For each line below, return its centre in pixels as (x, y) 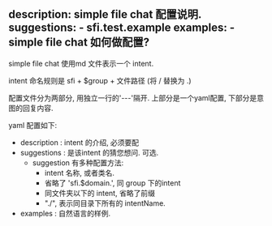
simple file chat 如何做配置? (79, 43)
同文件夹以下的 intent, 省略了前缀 (100, 193)
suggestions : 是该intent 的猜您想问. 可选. (89, 152)
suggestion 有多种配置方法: (78, 162)
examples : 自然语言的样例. (65, 213)
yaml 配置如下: (33, 125)
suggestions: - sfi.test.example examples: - (122, 28)
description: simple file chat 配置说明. (105, 15)
